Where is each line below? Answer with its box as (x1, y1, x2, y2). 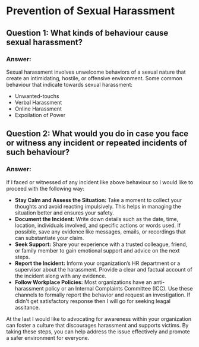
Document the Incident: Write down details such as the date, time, (14, 215, 179, 222)
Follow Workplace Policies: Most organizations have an (14, 278, 153, 286)
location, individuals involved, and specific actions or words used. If (14, 222, 181, 229)
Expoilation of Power (14, 111, 66, 118)
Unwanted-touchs (14, 92, 59, 99)
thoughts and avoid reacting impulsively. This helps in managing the (14, 203, 181, 210)
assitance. (14, 304, 40, 311)
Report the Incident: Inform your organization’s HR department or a (14, 260, 180, 267)
